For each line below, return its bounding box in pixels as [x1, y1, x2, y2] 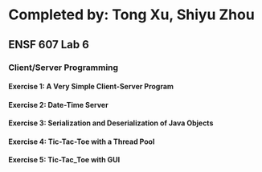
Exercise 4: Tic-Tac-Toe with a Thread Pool [8, 137, 155, 146]
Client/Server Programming [8, 62, 119, 73]
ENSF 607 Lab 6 [8, 38, 90, 51]
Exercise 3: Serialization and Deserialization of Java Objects [8, 118, 214, 128]
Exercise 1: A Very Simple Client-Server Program [8, 82, 174, 92]
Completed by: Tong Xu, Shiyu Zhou [8, 6, 255, 24]
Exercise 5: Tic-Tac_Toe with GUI [8, 155, 121, 165]
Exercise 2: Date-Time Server [8, 100, 108, 109]
